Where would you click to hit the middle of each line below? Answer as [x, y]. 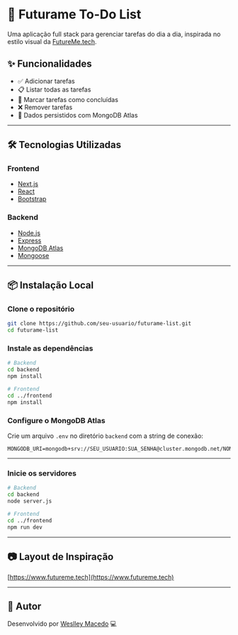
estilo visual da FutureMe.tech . [52, 41]
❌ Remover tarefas [45, 107]
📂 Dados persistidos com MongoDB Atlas [78, 115]
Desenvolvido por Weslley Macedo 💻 [62, 624]
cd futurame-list [33, 330]
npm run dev [25, 527]
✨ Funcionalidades [50, 64]
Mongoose [33, 255]
